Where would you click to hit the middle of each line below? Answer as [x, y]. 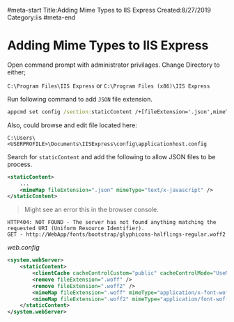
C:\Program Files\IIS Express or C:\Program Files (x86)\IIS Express [109, 86]
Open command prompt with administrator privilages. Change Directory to [114, 65]
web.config [23, 248]
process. [20, 164]
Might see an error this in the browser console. [91, 210]
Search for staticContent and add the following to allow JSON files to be [111, 156]
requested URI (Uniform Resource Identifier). [76, 229]
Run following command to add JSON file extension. [80, 99]
